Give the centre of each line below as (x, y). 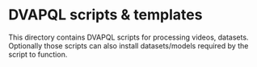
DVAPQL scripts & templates (105, 15)
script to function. (38, 54)
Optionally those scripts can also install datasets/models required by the (128, 45)
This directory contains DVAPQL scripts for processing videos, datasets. (128, 37)
